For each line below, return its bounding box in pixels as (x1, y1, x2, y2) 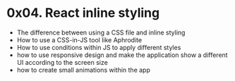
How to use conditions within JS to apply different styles (16, 43, 181, 51)
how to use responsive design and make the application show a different (16, 51, 228, 59)
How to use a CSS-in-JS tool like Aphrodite (16, 35, 143, 44)
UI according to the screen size (16, 58, 109, 66)
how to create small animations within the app (16, 66, 151, 74)
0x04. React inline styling (6, 5, 160, 21)
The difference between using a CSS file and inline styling (16, 28, 186, 37)
